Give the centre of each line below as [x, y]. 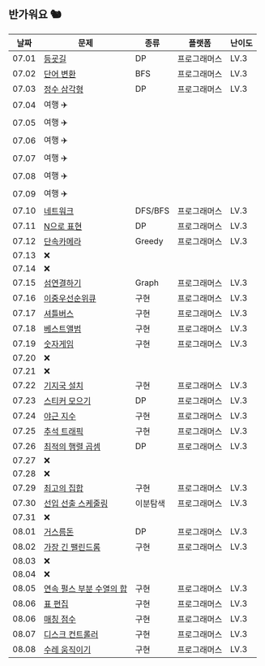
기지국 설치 [63, 386]
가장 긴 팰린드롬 [72, 547]
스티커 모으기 [67, 400]
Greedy [149, 240]
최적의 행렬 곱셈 [72, 447]
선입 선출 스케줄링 [76, 504]
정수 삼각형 [63, 89]
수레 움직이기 [67, 650]
